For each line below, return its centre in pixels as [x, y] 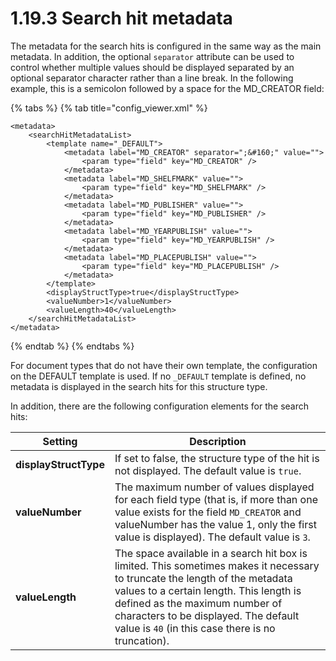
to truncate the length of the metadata [203, 578]
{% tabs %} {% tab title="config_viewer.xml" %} [109, 108]
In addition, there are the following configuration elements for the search [160, 406]
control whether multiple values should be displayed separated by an [152, 67]
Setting [60, 441]
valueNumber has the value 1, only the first [215, 524]
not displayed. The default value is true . [208, 470]
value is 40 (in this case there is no [195, 628]
